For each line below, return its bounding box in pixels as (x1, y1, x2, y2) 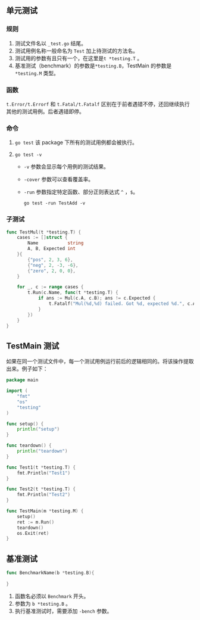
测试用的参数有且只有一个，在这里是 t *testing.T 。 (14, 54, 143, 61)
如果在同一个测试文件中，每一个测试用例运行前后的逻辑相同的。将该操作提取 (6, 358, 194, 365)
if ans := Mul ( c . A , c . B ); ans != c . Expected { (37, 295, 156, 301)
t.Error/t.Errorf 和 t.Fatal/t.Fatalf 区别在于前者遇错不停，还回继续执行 (6, 100, 190, 107)
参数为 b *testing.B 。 (14, 600, 71, 607)
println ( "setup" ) (17, 426, 60, 432)
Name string (27, 240, 84, 246)
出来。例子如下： (6, 365, 48, 372)
